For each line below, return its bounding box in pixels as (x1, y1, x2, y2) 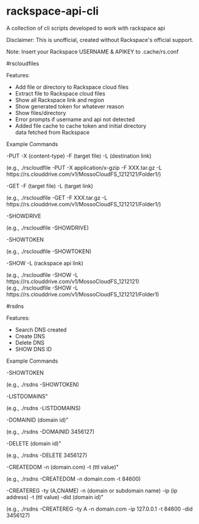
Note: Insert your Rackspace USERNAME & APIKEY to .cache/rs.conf (6, 47, 179, 55)
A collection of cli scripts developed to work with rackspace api (6, 24, 166, 32)
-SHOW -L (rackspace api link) (6, 259, 84, 267)
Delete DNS (15, 339, 44, 346)
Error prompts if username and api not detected (15, 116, 135, 123)
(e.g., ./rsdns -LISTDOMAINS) (6, 404, 81, 411)
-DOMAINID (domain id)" (6, 416, 69, 424)
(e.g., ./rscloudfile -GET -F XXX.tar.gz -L (6, 194, 108, 201)
